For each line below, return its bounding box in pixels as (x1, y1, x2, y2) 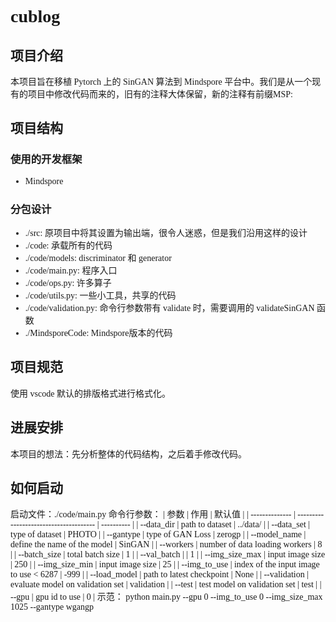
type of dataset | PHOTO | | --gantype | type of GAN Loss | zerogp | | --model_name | (10, 529, 307, 540)
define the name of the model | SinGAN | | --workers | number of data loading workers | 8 (10, 539, 323, 550)
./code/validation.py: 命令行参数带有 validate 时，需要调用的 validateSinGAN (24, 302, 315, 313)
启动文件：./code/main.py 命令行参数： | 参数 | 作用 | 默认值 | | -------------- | (10, 509, 296, 520)
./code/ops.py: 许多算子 (24, 277, 112, 288)
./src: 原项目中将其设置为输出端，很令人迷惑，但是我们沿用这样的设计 (24, 227, 308, 238)
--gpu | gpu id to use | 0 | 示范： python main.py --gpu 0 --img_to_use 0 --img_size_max (10, 592, 323, 603)
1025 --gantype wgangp (10, 602, 94, 613)
